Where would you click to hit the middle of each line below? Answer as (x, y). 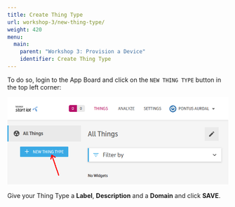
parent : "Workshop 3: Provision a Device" (83, 52)
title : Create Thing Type (45, 15)
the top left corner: (34, 87)
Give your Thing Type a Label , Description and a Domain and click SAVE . (114, 195)
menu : (15, 37)
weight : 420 (25, 29)
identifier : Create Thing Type (66, 59)
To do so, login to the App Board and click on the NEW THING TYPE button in (114, 80)
